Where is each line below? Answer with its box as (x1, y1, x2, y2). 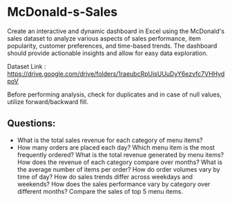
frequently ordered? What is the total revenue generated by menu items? (17, 150, 224, 159)
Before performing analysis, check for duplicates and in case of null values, (7, 90, 222, 99)
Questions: (7, 118, 56, 130)
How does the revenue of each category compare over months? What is (17, 158, 223, 166)
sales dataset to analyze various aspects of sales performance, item (7, 34, 202, 42)
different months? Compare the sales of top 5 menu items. (17, 187, 183, 195)
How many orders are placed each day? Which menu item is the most (17, 143, 215, 152)
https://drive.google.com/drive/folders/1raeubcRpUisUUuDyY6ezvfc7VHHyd (7, 70, 225, 78)
